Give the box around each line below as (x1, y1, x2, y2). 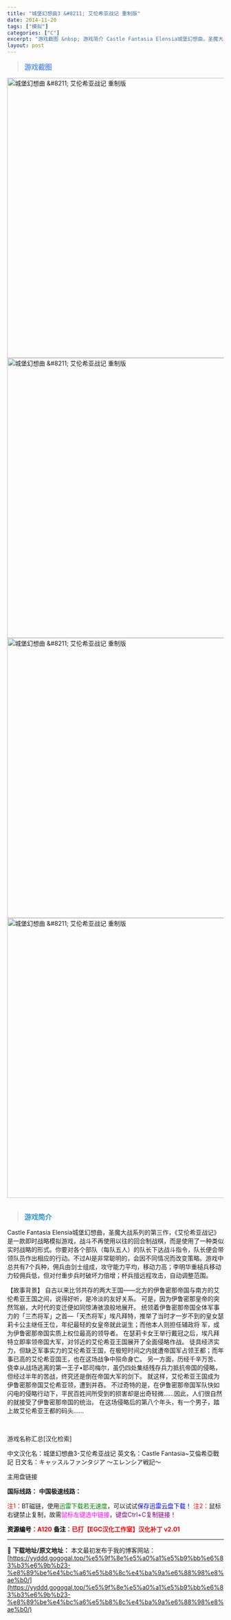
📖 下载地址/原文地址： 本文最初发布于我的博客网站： (7, 1546, 156, 1555)
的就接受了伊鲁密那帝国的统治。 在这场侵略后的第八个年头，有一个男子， (7, 1398, 214, 1406)
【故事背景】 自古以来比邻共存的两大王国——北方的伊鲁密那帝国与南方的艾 (7, 1286, 220, 1294)
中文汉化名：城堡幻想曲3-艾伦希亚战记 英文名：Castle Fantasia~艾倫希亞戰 (7, 1449, 220, 1457)
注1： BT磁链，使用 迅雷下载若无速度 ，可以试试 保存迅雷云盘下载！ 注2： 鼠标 (7, 1502, 221, 1510)
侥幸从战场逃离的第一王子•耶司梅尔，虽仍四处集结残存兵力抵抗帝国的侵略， (7, 1364, 221, 1372)
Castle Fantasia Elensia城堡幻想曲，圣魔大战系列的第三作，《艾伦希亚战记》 (7, 1228, 220, 1236)
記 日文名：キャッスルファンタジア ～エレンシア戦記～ (7, 1458, 162, 1466)
